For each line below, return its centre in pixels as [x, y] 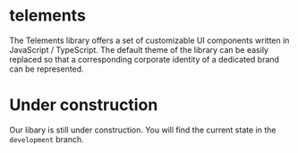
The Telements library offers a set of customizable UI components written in [149, 40]
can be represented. [47, 69]
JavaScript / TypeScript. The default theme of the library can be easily [139, 49]
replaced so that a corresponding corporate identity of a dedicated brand [145, 59]
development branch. [47, 139]
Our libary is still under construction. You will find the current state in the [143, 130]
